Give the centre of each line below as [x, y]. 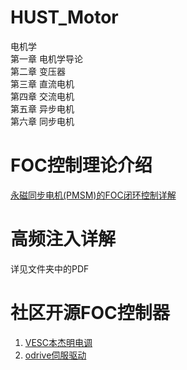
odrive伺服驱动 [55, 355]
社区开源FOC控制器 [90, 313]
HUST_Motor [64, 17]
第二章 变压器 [38, 71]
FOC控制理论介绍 [81, 165]
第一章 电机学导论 [46, 58]
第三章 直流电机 [42, 83]
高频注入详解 [63, 239]
